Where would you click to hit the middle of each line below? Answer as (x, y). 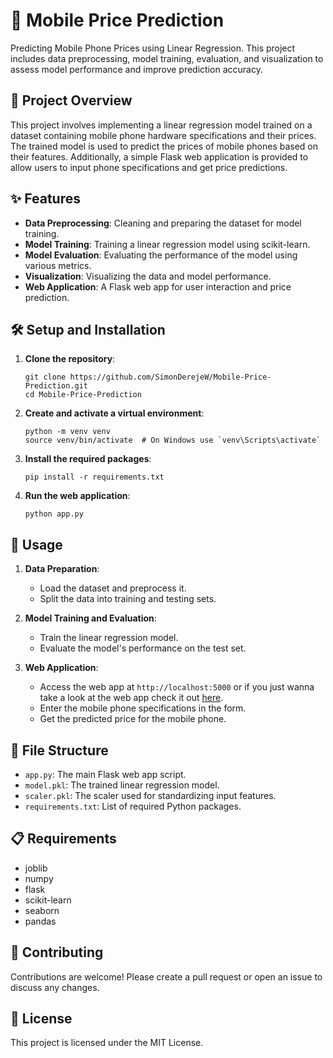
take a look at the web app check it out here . (131, 698)
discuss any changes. (55, 987)
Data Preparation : (62, 569)
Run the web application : (77, 496)
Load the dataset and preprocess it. (113, 588)
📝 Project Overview (71, 100)
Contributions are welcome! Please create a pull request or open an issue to (166, 976)
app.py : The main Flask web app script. (105, 774)
